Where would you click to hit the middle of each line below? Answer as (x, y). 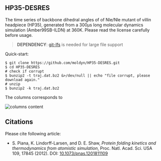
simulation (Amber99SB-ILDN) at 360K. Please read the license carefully (77, 30)
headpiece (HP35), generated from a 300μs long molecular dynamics (74, 25)
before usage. (19, 35)
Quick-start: (17, 54)
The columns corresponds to (34, 97)
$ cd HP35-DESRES (22, 67)
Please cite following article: (33, 133)
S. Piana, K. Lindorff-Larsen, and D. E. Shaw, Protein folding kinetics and (84, 143)
